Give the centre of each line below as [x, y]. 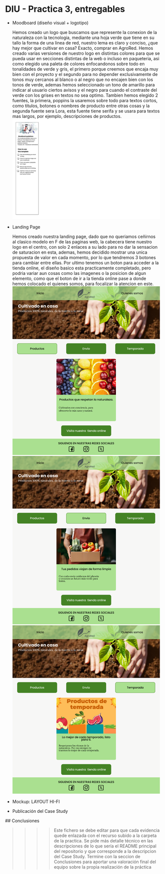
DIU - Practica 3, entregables [65, 9]
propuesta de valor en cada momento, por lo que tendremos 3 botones [84, 258]
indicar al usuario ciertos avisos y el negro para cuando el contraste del [84, 90]
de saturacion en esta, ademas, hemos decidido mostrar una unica [80, 252]
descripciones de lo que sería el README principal [105, 846]
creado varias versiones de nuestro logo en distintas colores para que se [86, 53]
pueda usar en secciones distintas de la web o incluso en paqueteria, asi [86, 58]
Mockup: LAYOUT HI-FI [36, 802]
